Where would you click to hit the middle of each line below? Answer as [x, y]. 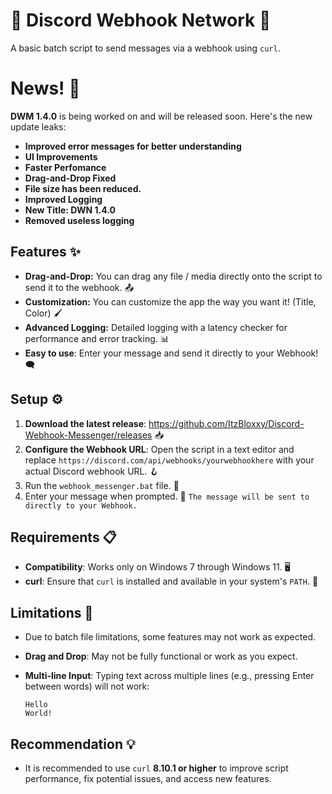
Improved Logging [63, 199]
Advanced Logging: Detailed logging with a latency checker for [156, 327]
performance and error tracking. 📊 [97, 338]
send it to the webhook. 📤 [79, 287]
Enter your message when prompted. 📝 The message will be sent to [167, 496]
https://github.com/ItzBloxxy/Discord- [226, 423]
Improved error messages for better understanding [133, 146]
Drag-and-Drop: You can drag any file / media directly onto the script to [173, 276]
